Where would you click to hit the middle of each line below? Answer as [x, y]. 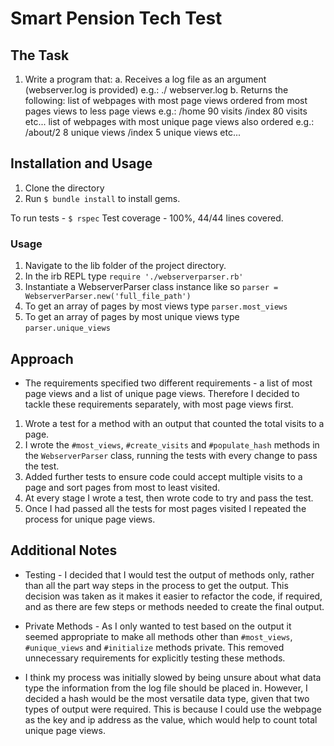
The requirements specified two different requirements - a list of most [168, 383]
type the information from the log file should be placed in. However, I [166, 688]
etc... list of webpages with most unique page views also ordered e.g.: [169, 121]
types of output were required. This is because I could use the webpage [173, 709]
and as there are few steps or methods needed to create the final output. [174, 606]
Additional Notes [64, 550]
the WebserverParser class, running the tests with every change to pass [171, 455]
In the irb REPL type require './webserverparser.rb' [134, 276]
